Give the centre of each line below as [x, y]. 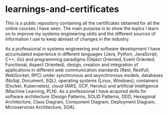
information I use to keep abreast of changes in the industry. [67, 39]
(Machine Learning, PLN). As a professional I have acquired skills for [76, 91]
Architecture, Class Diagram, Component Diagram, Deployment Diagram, [80, 101]
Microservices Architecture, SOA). [41, 107]
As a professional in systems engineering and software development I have [83, 48]
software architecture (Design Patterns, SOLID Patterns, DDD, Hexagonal [80, 96]
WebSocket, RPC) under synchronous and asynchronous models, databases [84, 75]
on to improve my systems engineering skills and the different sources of [80, 33]
